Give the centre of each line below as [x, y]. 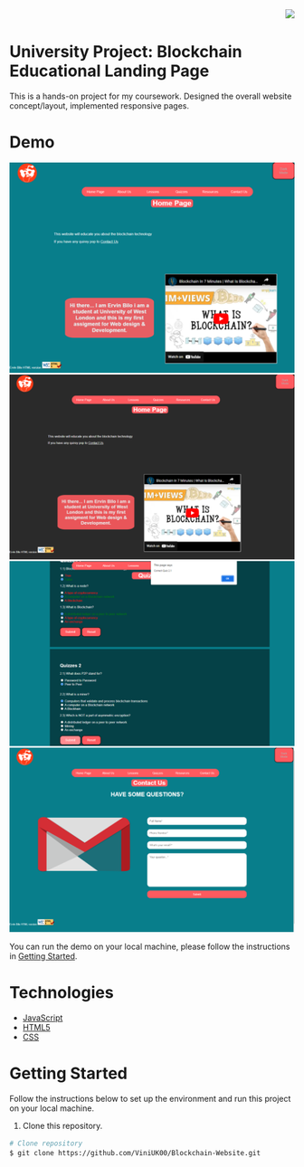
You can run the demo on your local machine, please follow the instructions [150, 946]
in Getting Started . [43, 956]
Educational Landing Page [109, 71]
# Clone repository [46, 1143]
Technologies [62, 993]
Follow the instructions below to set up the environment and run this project [150, 1098]
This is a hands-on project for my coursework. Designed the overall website [151, 96]
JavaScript [43, 1018]
